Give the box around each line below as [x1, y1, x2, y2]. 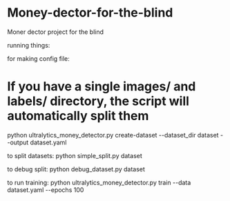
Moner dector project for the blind [7, 28, 104, 36]
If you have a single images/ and [7, 79, 196, 95]
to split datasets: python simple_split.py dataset [7, 151, 143, 160]
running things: [7, 41, 50, 49]
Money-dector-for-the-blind [7, 5, 173, 21]
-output [7, 138, 29, 146]
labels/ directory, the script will [7, 93, 190, 109]
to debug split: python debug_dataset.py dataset [7, 164, 145, 173]
